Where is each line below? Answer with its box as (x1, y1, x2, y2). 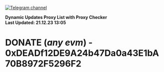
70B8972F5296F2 (5, 58, 82, 70)
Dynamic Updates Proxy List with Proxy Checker (5, 14, 107, 20)
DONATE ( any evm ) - (5, 37, 93, 48)
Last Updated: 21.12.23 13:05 (5, 20, 66, 25)
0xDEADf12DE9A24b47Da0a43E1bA (5, 48, 159, 59)
